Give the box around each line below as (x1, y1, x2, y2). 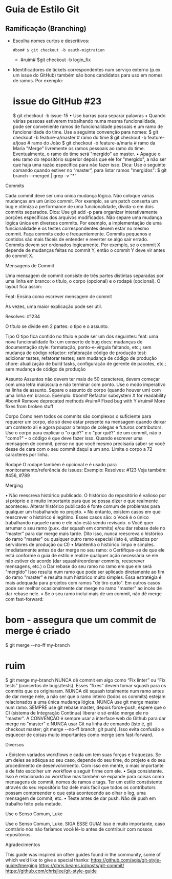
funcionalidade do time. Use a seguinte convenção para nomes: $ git (12, 129, 159, 135)
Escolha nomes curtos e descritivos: (12, 38, 90, 44)
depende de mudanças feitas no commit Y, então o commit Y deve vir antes (5, 247, 165, 253)
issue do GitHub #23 (12, 96, 102, 107)
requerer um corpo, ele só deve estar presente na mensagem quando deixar (5, 418, 166, 425)
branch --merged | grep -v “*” (12, 172, 77, 178)
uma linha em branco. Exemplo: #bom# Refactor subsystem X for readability (5, 392, 166, 398)
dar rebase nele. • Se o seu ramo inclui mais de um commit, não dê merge (5, 590, 162, 597)
